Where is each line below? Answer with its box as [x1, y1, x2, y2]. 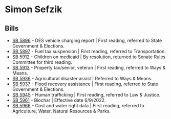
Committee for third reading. [12, 59, 72, 65]
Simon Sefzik [5, 4, 62, 15]
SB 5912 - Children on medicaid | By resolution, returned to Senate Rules [12, 54, 166, 60]
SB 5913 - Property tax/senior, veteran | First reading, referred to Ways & [12, 65, 166, 70]
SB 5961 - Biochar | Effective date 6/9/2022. [12, 97, 106, 103]
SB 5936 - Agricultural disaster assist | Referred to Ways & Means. [12, 76, 153, 81]
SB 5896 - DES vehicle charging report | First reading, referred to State [12, 37, 162, 43]
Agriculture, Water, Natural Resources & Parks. [12, 108, 111, 114]
